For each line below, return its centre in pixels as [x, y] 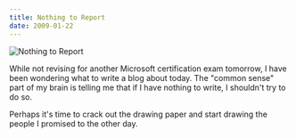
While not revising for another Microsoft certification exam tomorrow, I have [148, 69]
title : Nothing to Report [57, 17]
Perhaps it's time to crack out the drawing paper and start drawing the [138, 114]
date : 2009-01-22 [41, 26]
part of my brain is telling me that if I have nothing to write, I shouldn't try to [148, 87]
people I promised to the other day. [74, 123]
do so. [21, 97]
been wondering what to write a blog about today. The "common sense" [142, 77]
